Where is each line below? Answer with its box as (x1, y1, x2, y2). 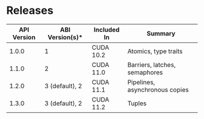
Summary (146, 29, 176, 37)
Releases (6, 4, 53, 18)
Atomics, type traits (127, 47, 183, 55)
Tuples (127, 99, 147, 108)
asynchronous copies (127, 85, 189, 94)
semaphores (127, 68, 163, 76)
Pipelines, (127, 78, 155, 86)
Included (93, 25, 120, 34)
